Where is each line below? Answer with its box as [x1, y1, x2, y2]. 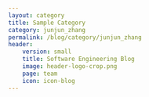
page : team [22, 70, 58, 77]
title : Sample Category [8, 19, 86, 27]
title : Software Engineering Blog [22, 56, 135, 63]
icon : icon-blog [22, 77, 76, 84]
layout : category [8, 11, 65, 20]
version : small [22, 48, 72, 56]
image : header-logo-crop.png [22, 63, 118, 70]
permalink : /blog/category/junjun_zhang [8, 33, 143, 41]
